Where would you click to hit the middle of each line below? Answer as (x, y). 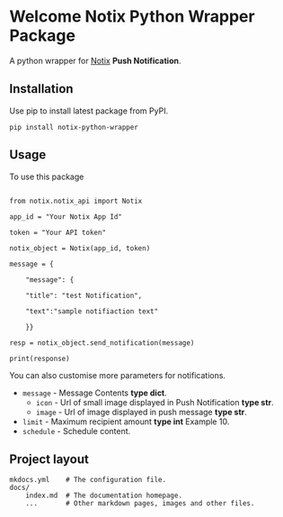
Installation (41, 89)
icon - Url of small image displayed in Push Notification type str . (155, 402)
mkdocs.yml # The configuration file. (88, 480)
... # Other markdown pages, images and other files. (140, 503)
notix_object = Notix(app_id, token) (80, 248)
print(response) (40, 358)
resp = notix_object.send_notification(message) (102, 343)
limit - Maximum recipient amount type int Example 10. (126, 422)
